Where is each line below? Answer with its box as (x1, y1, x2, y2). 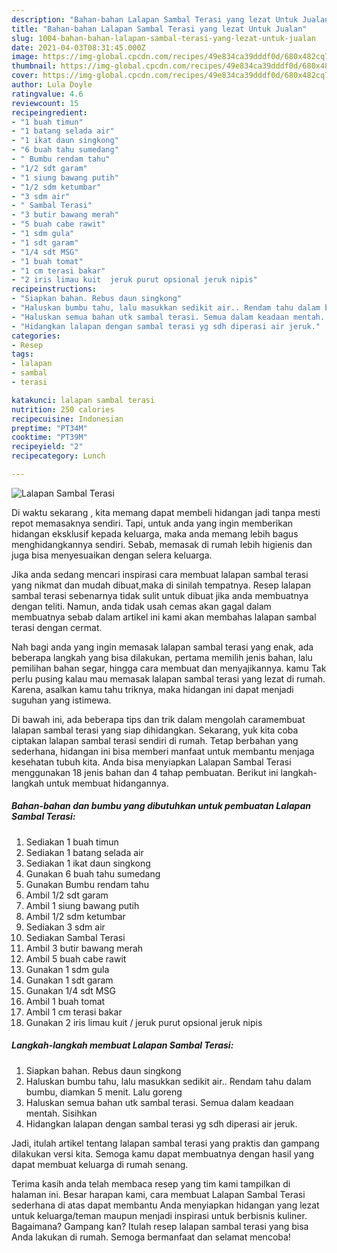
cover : (11, 71, 39, 81)
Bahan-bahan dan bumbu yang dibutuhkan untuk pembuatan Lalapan (11, 800, 311, 812)
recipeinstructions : (11, 284, 98, 295)
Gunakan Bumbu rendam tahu (25, 878, 150, 890)
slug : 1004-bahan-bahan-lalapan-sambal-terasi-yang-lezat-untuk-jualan (11, 33, 316, 43)
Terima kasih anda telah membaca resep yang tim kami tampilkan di (11, 1177, 291, 1190)
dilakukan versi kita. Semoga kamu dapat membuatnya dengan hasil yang (11, 1147, 315, 1160)
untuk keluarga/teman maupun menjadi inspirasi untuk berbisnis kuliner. (11, 1209, 308, 1221)
